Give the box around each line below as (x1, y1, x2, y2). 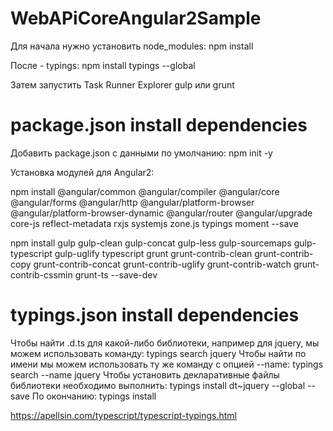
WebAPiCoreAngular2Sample (10, 7, 262, 30)
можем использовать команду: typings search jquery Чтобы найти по (10, 347, 307, 359)
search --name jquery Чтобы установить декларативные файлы (10, 368, 280, 381)
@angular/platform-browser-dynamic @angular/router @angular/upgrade (10, 207, 313, 219)
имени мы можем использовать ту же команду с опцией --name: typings (10, 358, 324, 370)
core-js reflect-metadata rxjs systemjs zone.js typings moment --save (10, 217, 299, 229)
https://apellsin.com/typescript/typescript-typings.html (10, 409, 237, 421)
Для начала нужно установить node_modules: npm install (10, 40, 254, 52)
